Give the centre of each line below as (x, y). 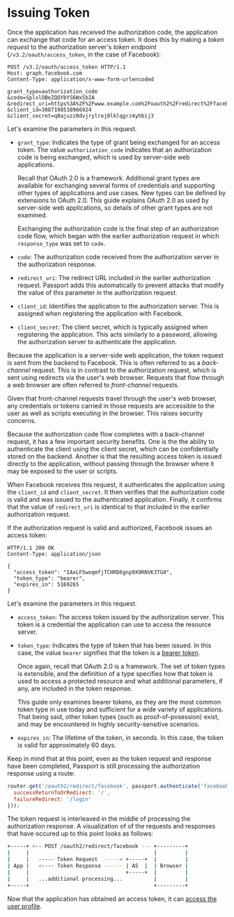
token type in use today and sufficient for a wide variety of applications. (120, 709)
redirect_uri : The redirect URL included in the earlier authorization (114, 277)
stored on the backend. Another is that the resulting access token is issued (115, 456)
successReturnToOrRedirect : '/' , (62, 792)
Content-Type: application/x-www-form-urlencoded (81, 79)
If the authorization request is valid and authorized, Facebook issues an (110, 527)
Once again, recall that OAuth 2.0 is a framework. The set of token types (121, 666)
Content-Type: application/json (54, 554)
